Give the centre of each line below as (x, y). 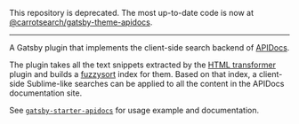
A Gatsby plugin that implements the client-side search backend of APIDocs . (149, 47)
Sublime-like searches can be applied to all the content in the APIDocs (155, 84)
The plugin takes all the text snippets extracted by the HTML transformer (142, 65)
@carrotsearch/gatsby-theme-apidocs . (81, 22)
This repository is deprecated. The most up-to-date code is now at (132, 13)
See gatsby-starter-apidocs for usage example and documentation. (134, 110)
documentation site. (46, 93)
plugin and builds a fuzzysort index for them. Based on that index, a (133, 74)
